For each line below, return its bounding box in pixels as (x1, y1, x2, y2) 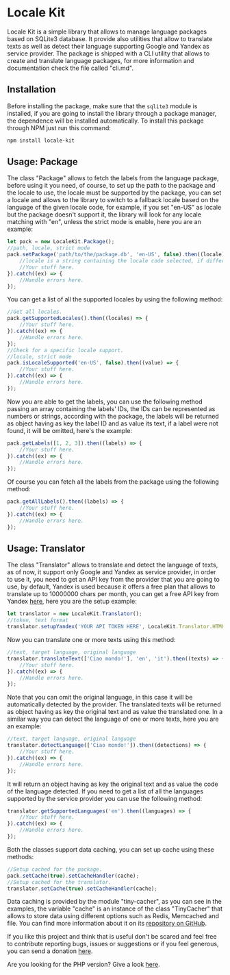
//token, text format (7, 617, 69, 624)
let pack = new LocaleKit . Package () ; (7, 238, 115, 245)
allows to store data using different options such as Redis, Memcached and (7, 912, 219, 920)
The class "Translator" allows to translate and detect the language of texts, (7, 560, 218, 569)
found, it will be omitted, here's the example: (7, 426, 132, 434)
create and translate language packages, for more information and (7, 56, 194, 64)
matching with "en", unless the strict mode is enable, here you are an (7, 218, 202, 226)
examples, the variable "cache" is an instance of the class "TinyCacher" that (7, 904, 223, 913)
